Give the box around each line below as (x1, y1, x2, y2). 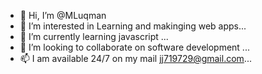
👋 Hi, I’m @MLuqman (19, 10, 107, 21)
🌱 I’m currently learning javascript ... (19, 31, 169, 42)
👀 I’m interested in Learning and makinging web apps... (19, 20, 247, 32)
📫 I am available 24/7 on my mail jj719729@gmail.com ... (19, 53, 252, 64)
